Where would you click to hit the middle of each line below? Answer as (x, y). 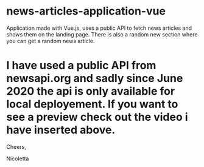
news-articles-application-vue (86, 11)
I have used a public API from (81, 66)
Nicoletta (18, 158)
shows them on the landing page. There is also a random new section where (102, 34)
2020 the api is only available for (91, 91)
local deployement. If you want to (92, 104)
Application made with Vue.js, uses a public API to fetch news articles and (99, 28)
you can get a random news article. (51, 41)
